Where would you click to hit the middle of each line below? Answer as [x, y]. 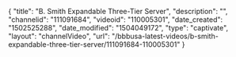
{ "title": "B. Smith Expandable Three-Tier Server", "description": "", [118, 11]
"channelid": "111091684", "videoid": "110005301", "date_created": [116, 20]
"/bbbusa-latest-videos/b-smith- [165, 36]
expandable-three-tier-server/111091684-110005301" [94, 45]
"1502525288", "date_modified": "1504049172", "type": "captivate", [118, 28]
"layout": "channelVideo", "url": [59, 36]
